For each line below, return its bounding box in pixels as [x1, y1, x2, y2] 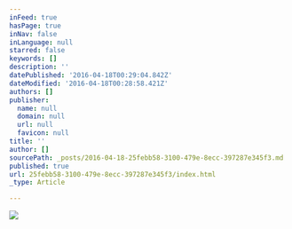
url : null [17, 121, 53, 130]
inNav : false [9, 29, 58, 38]
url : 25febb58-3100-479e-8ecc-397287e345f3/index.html [9, 170, 217, 178]
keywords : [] [9, 54, 58, 63]
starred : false [9, 46, 66, 55]
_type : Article [9, 178, 66, 187]
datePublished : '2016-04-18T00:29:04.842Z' [9, 71, 173, 80]
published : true [9, 162, 69, 170]
